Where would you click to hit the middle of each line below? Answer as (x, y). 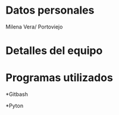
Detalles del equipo (54, 51)
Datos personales (50, 10)
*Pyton (15, 106)
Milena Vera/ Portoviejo (34, 27)
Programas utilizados (59, 78)
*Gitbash (17, 94)
